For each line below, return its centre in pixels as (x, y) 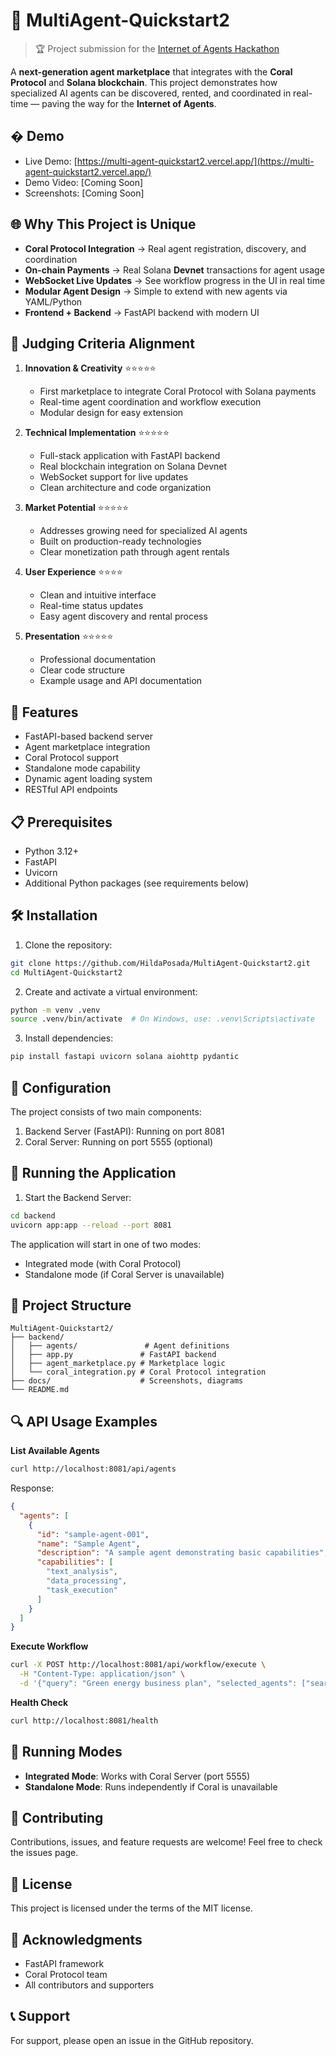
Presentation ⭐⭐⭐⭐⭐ (69, 636)
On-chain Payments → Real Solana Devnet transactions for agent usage (174, 270)
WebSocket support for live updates (114, 477)
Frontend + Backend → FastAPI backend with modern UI (142, 312)
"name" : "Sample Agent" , (88, 1544)
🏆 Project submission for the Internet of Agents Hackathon (157, 48)
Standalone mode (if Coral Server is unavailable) (124, 1274)
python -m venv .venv (55, 1010)
